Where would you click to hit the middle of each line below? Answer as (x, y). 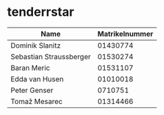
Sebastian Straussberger (51, 56)
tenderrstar (41, 12)
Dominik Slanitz (35, 45)
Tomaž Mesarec (37, 101)
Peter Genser (32, 90)
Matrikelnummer (125, 34)
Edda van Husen (37, 79)
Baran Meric (30, 67)
